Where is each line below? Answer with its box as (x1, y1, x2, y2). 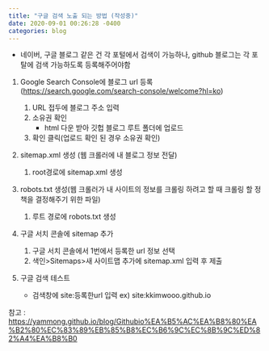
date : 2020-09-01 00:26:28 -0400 (8, 19, 121, 27)
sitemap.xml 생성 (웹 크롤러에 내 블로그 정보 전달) (19, 150, 178, 160)
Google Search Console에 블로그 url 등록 (19, 77, 153, 87)
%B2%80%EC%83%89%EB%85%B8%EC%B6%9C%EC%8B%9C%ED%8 (8, 325, 261, 335)
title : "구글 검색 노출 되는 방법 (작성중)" (8, 11, 139, 20)
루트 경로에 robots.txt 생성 (32, 211, 116, 222)
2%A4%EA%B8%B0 (8, 334, 78, 344)
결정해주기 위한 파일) (35, 194, 101, 204)
